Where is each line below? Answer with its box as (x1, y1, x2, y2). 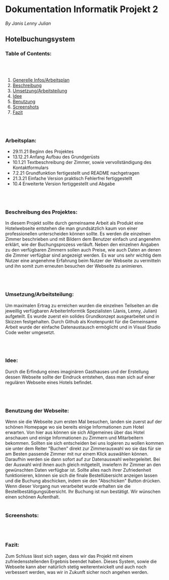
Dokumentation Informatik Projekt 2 (5, 4, 158, 15)
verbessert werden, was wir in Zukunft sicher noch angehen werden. (5, 569, 149, 575)
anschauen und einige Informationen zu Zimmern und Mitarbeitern (5, 435, 144, 441)
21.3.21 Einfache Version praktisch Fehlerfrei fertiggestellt (12, 175, 133, 181)
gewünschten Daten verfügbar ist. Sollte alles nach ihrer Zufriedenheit (5, 467, 151, 473)
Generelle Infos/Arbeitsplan (12, 77, 70, 83)
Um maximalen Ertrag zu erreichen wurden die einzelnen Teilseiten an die (5, 302, 158, 308)
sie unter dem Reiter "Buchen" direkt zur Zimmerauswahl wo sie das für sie (5, 445, 161, 451)
